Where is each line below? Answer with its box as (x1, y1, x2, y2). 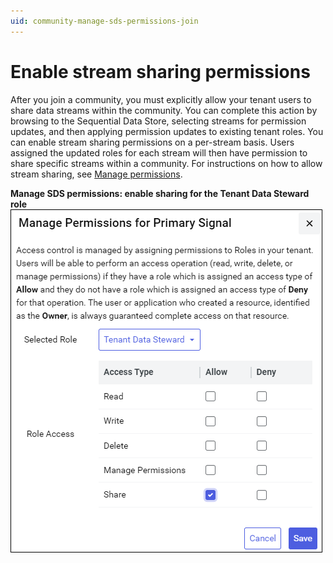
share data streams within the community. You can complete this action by (10, 104, 318, 116)
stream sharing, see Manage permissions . (10, 168, 183, 180)
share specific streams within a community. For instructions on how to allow (10, 157, 323, 169)
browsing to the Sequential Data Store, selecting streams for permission (10, 115, 307, 127)
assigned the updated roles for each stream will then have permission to (10, 146, 308, 159)
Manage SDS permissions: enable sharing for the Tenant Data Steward (10, 187, 310, 199)
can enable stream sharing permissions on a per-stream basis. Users (10, 136, 295, 148)
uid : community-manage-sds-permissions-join (10, 16, 199, 26)
